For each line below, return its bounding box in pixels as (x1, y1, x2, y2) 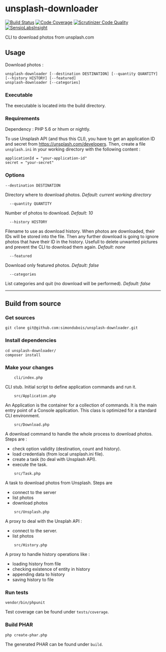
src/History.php (14, 543, 48, 548)
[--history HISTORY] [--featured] (5, 75, 77, 81)
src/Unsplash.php (14, 509, 50, 514)
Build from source (5, 300, 61, 308)
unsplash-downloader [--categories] (5, 80, 81, 85)
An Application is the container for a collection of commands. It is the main (5, 402, 157, 408)
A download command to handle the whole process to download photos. (5, 431, 153, 437)
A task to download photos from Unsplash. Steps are (5, 480, 113, 486)
